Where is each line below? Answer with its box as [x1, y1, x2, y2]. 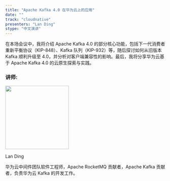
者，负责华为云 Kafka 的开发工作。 [5, 170, 78, 176]
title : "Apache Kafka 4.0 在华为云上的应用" [5, 7, 95, 13]
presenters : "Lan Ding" [5, 21, 56, 27]
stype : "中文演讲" [5, 26, 42, 31]
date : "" [5, 12, 24, 17]
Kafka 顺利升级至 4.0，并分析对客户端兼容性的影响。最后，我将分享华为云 [5, 54, 160, 60]
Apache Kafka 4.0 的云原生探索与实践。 [11, 60, 94, 66]
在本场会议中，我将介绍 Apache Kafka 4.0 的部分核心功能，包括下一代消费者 [5, 41, 165, 47]
